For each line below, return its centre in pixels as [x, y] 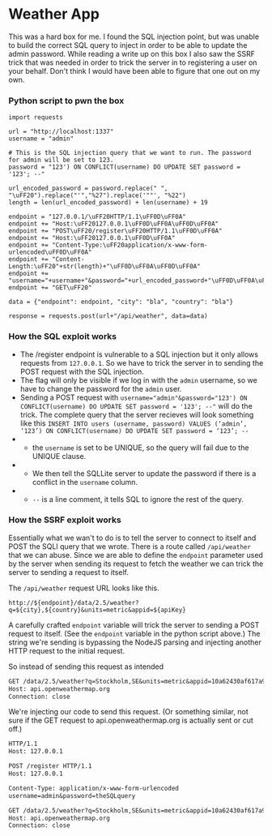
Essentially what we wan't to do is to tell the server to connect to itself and [132, 538]
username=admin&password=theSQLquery [72, 795]
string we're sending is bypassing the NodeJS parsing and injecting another [135, 642]
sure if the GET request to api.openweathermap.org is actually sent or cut [131, 720]
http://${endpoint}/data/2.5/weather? [74, 602]
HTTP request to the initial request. [67, 650]
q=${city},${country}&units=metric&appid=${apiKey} [97, 610]
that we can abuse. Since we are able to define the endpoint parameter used [136, 555]
